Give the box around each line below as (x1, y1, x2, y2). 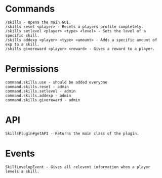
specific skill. (5, 33, 39, 38)
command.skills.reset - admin (5, 84, 69, 89)
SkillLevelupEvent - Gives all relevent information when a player (5, 164, 151, 169)
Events (5, 148, 35, 159)
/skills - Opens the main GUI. (5, 20, 71, 25)
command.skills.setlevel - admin (5, 88, 76, 94)
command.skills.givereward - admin (5, 97, 80, 103)
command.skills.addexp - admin (5, 93, 71, 98)
